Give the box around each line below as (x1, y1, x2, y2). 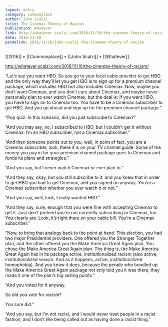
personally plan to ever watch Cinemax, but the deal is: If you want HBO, (5, 94, 154, 100)
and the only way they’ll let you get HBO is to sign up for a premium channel (5, 78, 161, 84)
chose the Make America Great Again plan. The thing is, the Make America (5, 246, 159, 252)
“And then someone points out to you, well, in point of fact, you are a (5, 139, 146, 145)
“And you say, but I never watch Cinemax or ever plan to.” (5, 164, 124, 170)
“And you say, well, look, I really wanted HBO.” (5, 194, 100, 200)
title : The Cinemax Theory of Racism (5, 21, 84, 26)
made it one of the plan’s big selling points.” (5, 272, 95, 278)
